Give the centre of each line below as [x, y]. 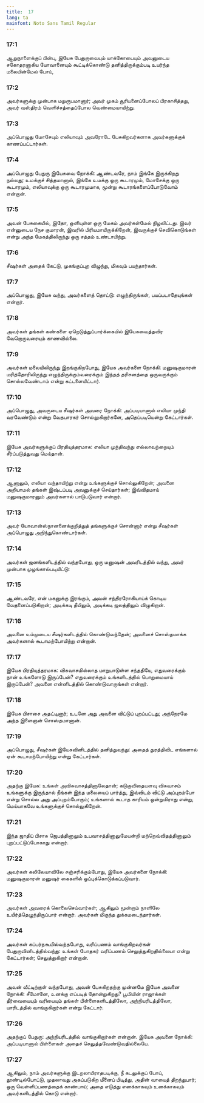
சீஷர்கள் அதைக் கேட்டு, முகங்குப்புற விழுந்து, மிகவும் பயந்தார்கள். [82, 266]
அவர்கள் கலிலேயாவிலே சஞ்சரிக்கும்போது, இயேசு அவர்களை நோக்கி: [87, 871]
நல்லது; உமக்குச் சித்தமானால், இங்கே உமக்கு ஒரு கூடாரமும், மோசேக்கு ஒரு [93, 180]
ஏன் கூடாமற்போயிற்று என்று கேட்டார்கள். [54, 756]
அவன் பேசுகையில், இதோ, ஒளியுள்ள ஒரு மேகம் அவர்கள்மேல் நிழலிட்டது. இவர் [99, 223]
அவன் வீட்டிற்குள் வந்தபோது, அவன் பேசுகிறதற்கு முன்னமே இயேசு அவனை [93, 986]
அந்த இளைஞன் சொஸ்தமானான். [44, 720]
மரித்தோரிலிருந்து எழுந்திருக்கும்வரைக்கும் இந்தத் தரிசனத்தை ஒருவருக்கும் [92, 375]
